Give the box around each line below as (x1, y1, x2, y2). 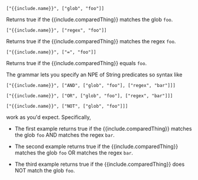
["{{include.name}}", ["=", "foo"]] (6, 49, 96, 55)
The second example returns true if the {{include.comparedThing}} (14, 143, 178, 150)
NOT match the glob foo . (14, 167, 75, 174)
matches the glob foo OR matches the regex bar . (14, 149, 134, 156)
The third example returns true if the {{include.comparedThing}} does (14, 160, 185, 168)
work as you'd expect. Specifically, (6, 114, 92, 121)
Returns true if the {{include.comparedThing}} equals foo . (6, 60, 147, 66)
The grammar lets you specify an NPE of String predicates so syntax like (6, 71, 183, 78)
